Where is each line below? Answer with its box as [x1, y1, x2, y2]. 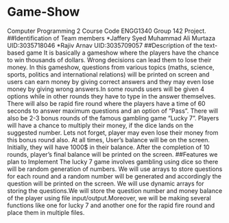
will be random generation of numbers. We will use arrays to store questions [7, 165, 223, 173]
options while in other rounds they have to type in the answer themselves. [7, 92, 216, 100]
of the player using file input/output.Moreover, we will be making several [7, 194, 211, 202]
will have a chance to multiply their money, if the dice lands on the [7, 121, 194, 129]
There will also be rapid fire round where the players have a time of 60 [7, 99, 206, 107]
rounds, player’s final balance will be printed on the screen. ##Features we [7, 150, 218, 158]
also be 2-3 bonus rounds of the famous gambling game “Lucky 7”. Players [7, 114, 219, 122]
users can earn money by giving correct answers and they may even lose [7, 77, 215, 86]
